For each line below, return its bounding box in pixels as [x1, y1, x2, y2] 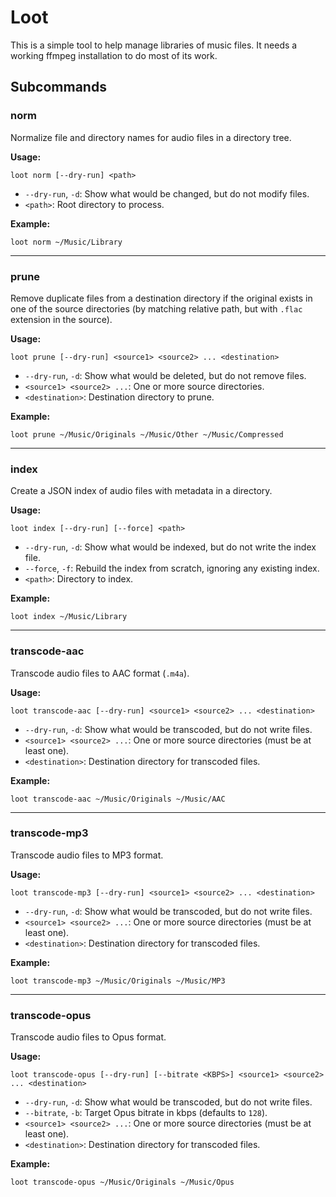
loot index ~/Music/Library [10, 612, 128, 622]
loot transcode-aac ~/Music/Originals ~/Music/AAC [10, 794, 226, 804]
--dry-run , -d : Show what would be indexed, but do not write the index [24, 541, 317, 553]
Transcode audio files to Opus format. [10, 1031, 167, 1043]
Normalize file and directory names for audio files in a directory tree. [10, 131, 292, 143]
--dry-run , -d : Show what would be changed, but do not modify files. [24, 187, 310, 200]
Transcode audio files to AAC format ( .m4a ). [10, 667, 190, 679]
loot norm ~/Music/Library [10, 237, 123, 247]
